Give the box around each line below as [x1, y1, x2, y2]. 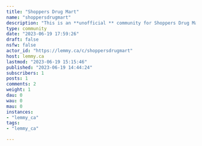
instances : [6, 109, 34, 115]
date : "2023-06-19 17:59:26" [6, 31, 79, 37]
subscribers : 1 [6, 70, 44, 76]
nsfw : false [6, 42, 36, 48]
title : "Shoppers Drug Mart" [6, 8, 79, 15]
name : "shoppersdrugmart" [6, 14, 71, 20]
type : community [6, 25, 47, 32]
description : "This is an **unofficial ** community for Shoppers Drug [6, 20, 189, 26]
